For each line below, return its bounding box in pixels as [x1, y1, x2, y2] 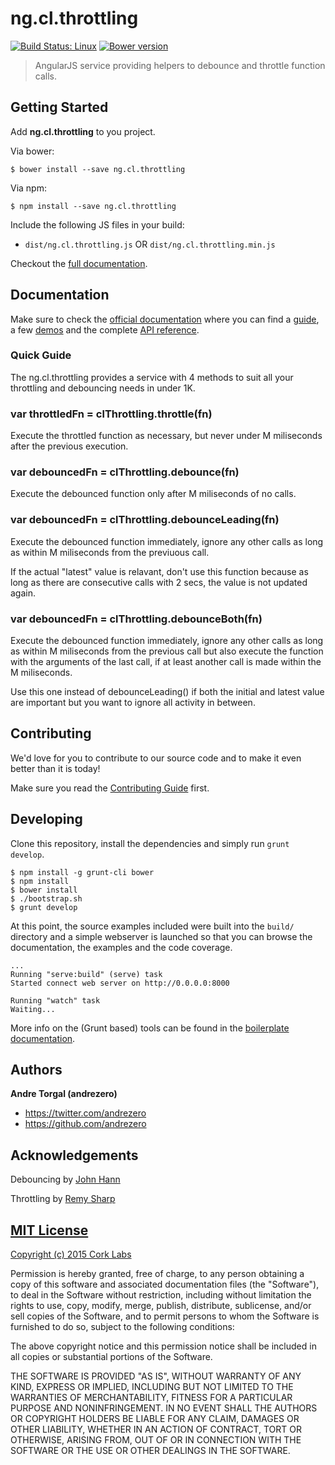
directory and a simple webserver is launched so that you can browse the [10, 930, 313, 942]
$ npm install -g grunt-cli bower [10, 867, 155, 877]
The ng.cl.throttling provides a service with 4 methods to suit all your [10, 371, 294, 383]
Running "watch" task [10, 995, 101, 1006]
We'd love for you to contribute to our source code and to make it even [10, 752, 302, 764]
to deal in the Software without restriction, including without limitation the [10, 1289, 312, 1301]
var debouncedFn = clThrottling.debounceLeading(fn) [10, 513, 280, 527]
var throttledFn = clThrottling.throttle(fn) [10, 407, 213, 421]
